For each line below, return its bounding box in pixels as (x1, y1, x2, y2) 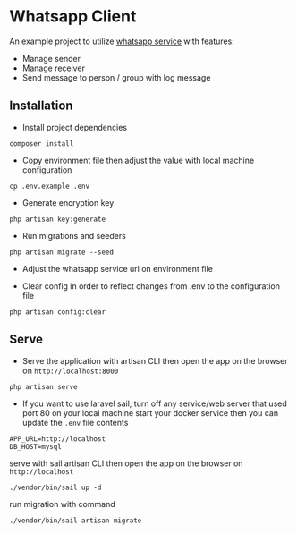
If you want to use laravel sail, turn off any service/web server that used (21, 398, 288, 409)
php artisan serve (9, 382, 78, 391)
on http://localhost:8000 (21, 365, 119, 376)
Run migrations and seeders (21, 230, 127, 241)
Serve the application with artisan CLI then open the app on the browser (21, 355, 288, 366)
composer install (9, 139, 74, 148)
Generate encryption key (21, 197, 115, 208)
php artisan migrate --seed (9, 248, 115, 257)
